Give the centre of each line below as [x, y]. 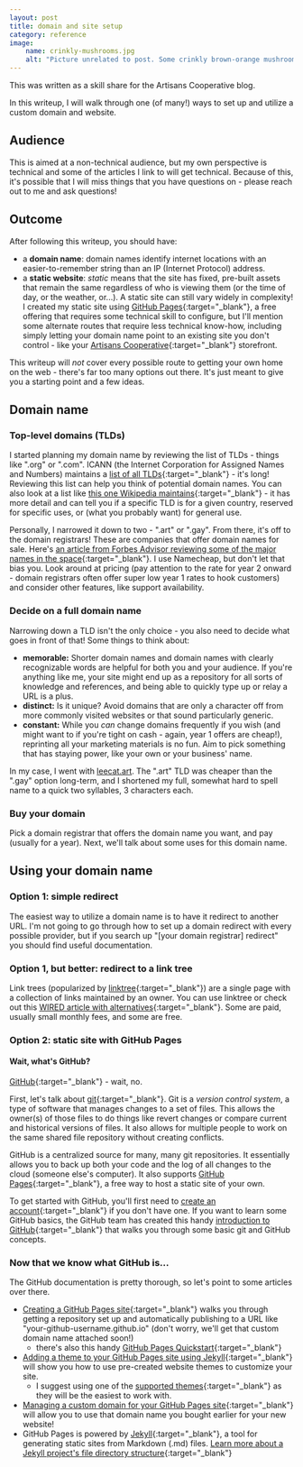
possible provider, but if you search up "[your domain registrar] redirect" [144, 935]
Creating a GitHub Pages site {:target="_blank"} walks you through [145, 1309]
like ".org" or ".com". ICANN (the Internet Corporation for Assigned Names [147, 464]
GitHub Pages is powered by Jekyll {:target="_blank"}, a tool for [140, 1434]
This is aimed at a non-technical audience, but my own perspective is [138, 162]
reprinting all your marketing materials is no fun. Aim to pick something [154, 744]
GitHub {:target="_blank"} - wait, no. [76, 1082]
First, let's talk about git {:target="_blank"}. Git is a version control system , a [150, 1099]
